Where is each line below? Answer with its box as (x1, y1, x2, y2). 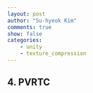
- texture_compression (20, 50, 87, 58)
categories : (7, 37, 42, 44)
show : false (7, 30, 42, 38)
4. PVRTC (7, 76, 51, 89)
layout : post (7, 10, 46, 18)
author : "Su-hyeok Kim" (7, 17, 77, 24)
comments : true (7, 23, 52, 31)
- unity (20, 43, 42, 50)
